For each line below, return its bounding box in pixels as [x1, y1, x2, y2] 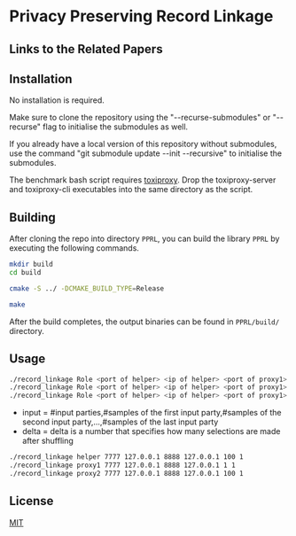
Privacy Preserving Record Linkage [9, 6, 274, 27]
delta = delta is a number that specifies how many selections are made [21, 426, 281, 437]
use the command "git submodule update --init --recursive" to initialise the [9, 148, 282, 159]
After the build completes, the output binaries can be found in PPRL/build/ [9, 316, 280, 327]
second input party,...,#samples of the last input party [21, 416, 219, 427]
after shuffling [21, 436, 74, 447]
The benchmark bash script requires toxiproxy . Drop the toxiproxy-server [9, 175, 277, 185]
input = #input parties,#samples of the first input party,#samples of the [21, 408, 282, 418]
